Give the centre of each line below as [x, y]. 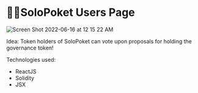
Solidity [25, 78]
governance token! [30, 48]
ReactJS [26, 71]
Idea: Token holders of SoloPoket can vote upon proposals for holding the [99, 41]
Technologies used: [31, 59]
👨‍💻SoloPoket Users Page [71, 13]
